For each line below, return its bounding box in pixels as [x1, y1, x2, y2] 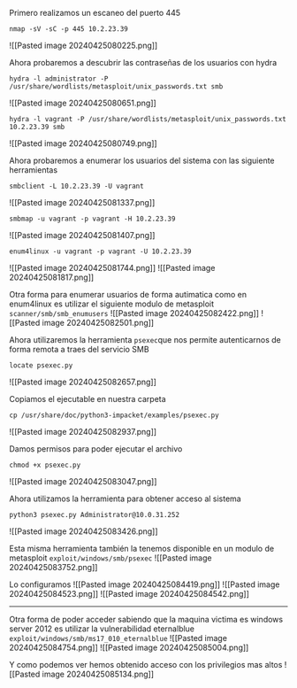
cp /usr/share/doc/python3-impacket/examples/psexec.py [9, 411, 219, 420]
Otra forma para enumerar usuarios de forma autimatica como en [9, 290, 247, 299]
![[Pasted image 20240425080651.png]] [9, 97, 156, 108]
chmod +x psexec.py [9, 460, 81, 469]
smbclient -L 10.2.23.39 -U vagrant [9, 182, 144, 190]
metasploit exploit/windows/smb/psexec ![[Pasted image [9, 553, 212, 563]
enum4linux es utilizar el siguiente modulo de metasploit [9, 298, 215, 309]
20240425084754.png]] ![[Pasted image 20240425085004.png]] [9, 642, 249, 653]
